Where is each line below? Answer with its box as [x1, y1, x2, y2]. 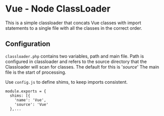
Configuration [5, 40, 51, 48]
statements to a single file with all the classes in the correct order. [5, 25, 143, 31]
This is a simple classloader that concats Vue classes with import [5, 20, 141, 26]
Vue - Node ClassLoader [5, 3, 111, 15]
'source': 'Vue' [14, 102, 49, 107]
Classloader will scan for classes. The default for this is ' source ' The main [5, 64, 159, 70]
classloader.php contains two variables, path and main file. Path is [5, 53, 144, 59]
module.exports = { [5, 89, 47, 94]
